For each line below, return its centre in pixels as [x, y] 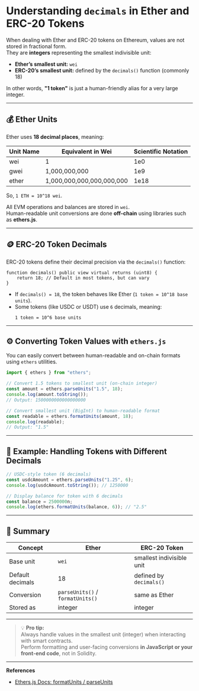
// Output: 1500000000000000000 [46, 400]
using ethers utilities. [32, 362]
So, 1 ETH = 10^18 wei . [34, 195]
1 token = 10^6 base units [48, 318]
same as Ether [154, 595]
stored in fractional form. [36, 46]
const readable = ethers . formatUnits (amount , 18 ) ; [70, 416]
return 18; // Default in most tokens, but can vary [83, 278]
